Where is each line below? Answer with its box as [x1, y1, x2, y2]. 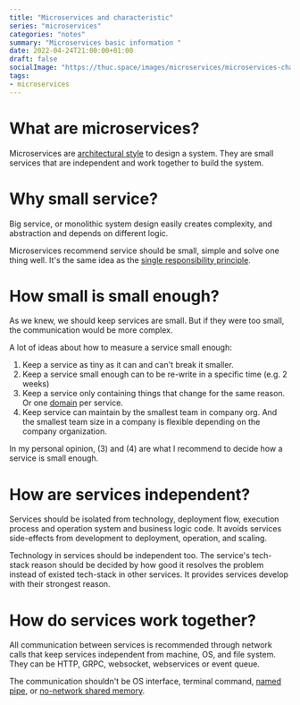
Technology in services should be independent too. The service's [9, 550, 250, 561]
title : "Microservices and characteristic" [9, 13, 174, 22]
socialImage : [9, 64, 58, 72]
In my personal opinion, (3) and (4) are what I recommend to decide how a [9, 444, 283, 454]
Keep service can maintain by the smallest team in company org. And [21, 407, 278, 418]
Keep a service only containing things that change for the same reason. [21, 388, 286, 399]
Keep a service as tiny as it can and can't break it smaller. [21, 360, 234, 370]
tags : [9, 72, 29, 81]
